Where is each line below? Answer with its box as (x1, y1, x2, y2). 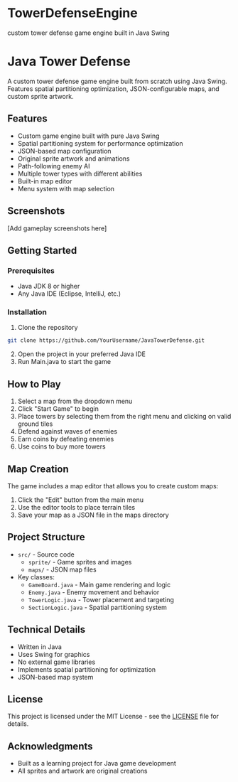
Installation (7, 307, 48, 317)
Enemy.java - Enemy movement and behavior (28, 588, 160, 596)
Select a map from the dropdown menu (17, 397, 133, 406)
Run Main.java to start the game (17, 358, 112, 366)
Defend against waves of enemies (17, 427, 118, 436)
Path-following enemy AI (17, 161, 90, 170)
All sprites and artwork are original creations (17, 766, 148, 776)
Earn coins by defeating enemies (17, 435, 114, 444)
